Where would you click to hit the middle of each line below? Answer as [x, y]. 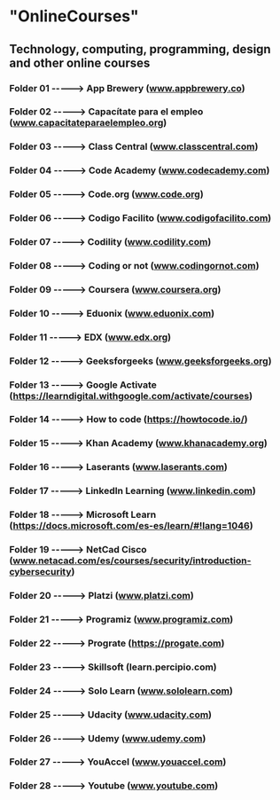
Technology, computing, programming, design [140, 49]
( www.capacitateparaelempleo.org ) [88, 123]
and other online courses [80, 63]
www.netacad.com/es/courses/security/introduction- [132, 561]
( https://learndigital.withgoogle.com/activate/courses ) [131, 396]
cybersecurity [41, 572]
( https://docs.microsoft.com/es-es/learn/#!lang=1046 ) [132, 526]
